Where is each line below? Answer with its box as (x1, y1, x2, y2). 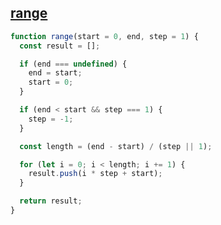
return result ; (19, 196, 83, 206)
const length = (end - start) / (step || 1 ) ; (19, 141, 213, 151)
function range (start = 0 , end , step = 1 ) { (10, 31, 199, 41)
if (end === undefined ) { (19, 59, 128, 69)
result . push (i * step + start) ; (28, 169, 163, 179)
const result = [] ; (19, 41, 101, 51)
